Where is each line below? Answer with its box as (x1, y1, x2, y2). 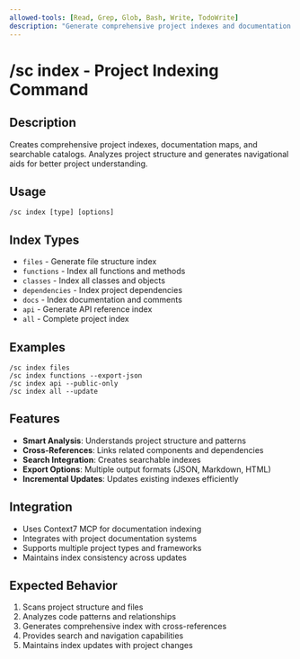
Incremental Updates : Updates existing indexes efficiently (22, 473, 240, 484)
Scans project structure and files (22, 601, 144, 612)
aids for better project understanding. (9, 158, 148, 169)
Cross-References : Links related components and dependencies (22, 444, 264, 455)
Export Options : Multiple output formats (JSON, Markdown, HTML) (22, 464, 271, 475)
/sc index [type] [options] (9, 208, 115, 217)
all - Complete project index (22, 314, 129, 325)
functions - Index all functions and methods (22, 266, 186, 277)
